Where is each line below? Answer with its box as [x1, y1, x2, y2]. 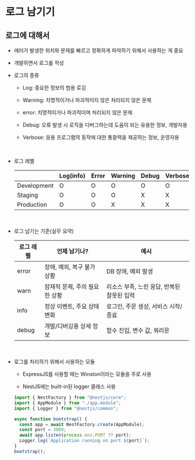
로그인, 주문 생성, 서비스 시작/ [106, 302, 183, 310]
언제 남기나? [56, 248, 88, 255]
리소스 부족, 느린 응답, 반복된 [106, 283, 180, 291]
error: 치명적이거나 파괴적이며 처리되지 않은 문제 [22, 109, 133, 116]
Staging [16, 191, 38, 199]
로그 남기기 [5, 5, 55, 19]
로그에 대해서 [5, 30, 50, 40]
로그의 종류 [13, 72, 40, 79]
